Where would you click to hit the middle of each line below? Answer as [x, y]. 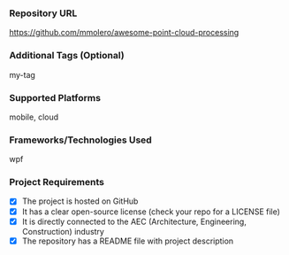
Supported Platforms [55, 97]
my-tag [22, 74]
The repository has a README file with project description [128, 241]
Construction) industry [63, 231]
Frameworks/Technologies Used [80, 140]
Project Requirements [57, 182]
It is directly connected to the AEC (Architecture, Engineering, [134, 221]
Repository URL [43, 13]
